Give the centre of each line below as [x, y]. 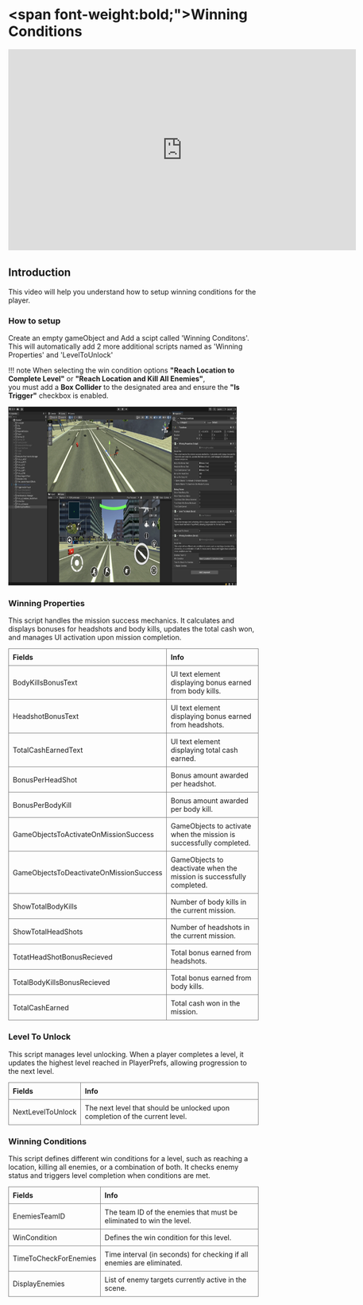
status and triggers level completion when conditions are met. [109, 1175]
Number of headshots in [210, 928]
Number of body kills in [209, 902]
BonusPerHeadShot [45, 779]
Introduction [40, 273]
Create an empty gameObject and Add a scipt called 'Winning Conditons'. [129, 338]
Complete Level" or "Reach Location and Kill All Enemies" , [107, 379]
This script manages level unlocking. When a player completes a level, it [126, 1054]
